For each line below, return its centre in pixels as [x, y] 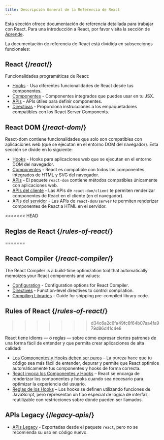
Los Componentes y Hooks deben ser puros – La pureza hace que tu [82, 358]
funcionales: [18, 49]
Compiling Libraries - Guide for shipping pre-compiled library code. [81, 295]
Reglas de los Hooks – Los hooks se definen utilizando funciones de [81, 389]
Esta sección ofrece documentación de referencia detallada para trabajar [79, 24]
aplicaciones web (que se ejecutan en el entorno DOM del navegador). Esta [82, 144]
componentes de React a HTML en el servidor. [59, 206]
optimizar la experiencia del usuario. [49, 384]
